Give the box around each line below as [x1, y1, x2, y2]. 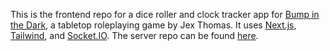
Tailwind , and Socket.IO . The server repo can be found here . [10, 30, 259, 41]
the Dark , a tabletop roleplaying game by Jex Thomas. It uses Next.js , [10, 19, 297, 31]
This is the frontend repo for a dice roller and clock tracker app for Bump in [10, 9, 320, 20]
